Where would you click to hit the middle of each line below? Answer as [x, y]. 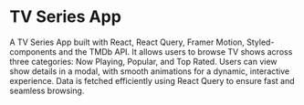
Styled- [260, 42]
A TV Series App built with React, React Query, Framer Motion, [127, 42]
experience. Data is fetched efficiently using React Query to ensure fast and [152, 80]
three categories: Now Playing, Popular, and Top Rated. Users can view [143, 61]
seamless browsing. [47, 90]
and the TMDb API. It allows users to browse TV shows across [176, 51]
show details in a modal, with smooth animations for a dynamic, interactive [150, 71]
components [33, 51]
